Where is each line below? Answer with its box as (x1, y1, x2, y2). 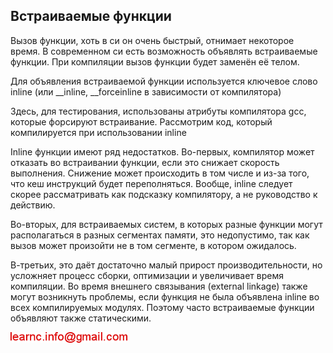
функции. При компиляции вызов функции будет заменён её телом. (10, 55, 300, 68)
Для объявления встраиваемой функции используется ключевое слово (10, 75, 318, 87)
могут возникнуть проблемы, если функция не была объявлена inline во (10, 290, 320, 303)
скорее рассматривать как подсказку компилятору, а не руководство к (10, 188, 318, 200)
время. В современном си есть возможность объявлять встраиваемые (10, 45, 318, 57)
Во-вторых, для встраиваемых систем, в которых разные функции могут (10, 218, 323, 230)
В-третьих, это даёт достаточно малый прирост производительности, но (10, 259, 323, 271)
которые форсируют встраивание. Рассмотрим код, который (10, 115, 273, 128)
